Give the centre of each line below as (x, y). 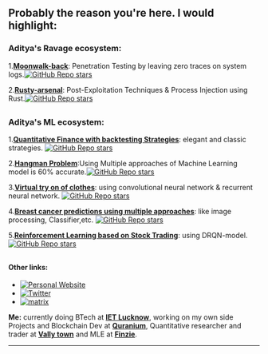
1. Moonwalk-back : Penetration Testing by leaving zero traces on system (128, 66)
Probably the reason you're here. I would (111, 13)
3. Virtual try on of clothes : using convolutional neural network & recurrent (131, 188)
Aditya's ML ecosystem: (57, 122)
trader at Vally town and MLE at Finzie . (73, 334)
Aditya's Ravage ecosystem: (65, 49)
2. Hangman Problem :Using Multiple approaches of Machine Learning (123, 164)
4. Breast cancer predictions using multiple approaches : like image (120, 212)
